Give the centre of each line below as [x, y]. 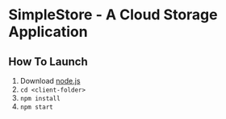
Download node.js [50, 81]
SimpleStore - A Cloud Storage [113, 15]
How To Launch [48, 62]
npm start [37, 107]
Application [48, 32]
